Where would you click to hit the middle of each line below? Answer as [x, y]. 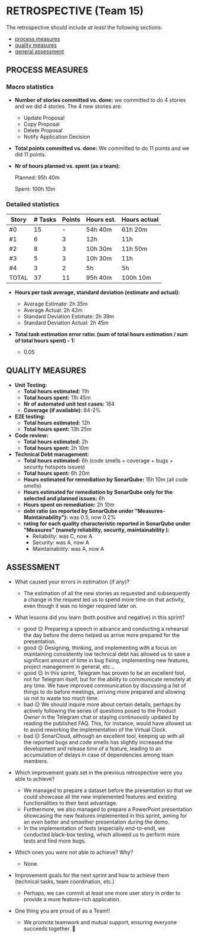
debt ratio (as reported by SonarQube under [79, 511]
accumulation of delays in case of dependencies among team [98, 755]
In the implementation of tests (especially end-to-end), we [94, 828]
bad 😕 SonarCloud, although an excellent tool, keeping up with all [104, 736]
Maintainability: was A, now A [68, 548]
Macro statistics [30, 87]
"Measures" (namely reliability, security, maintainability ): [96, 529]
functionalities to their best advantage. [70, 803]
